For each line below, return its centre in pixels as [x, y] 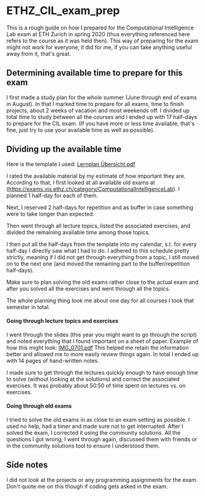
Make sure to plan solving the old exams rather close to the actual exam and [102, 282]
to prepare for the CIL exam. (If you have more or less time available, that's [100, 123]
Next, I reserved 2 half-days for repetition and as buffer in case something [100, 207]
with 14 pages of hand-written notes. [53, 361]
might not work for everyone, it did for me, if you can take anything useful [99, 47]
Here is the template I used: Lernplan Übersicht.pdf [71, 164]
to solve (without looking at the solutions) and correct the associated [93, 379]
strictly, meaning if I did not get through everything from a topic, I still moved [103, 257]
